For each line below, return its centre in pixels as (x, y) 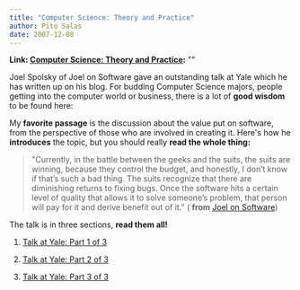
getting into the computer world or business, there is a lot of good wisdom (147, 96)
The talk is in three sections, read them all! (88, 224)
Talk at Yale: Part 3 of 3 (66, 277)
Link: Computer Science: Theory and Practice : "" (102, 60)
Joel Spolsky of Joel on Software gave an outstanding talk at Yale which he (149, 77)
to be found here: (41, 106)
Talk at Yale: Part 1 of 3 (65, 242)
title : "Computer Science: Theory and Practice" (102, 18)
